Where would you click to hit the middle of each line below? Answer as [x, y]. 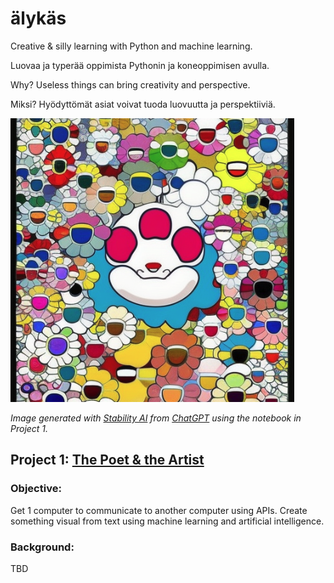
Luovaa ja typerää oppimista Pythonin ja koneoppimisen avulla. [140, 65]
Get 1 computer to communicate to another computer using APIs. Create [159, 510]
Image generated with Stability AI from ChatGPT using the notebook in [156, 418]
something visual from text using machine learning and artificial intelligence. [167, 521]
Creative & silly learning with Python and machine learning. [131, 46]
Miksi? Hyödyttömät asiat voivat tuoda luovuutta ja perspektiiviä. [143, 104]
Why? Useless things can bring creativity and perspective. [130, 84]
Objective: [36, 489]
